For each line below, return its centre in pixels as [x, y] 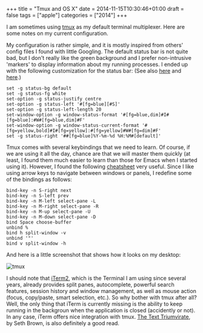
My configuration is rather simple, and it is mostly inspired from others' [95, 45]
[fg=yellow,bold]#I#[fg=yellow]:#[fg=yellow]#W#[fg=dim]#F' [84, 131]
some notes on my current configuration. [57, 33]
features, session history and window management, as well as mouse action [101, 291]
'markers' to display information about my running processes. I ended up [97, 64]
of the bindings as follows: [39, 179]
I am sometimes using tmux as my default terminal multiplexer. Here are [96, 27]
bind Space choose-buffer [39, 222]
